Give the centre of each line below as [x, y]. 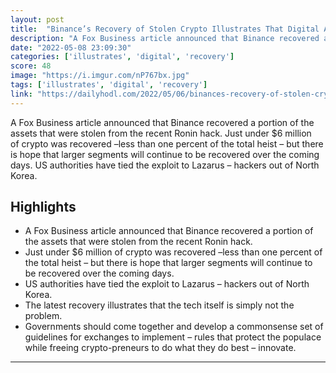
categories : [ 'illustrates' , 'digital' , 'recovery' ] [122, 57]
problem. [43, 316]
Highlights [43, 207]
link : [21, 94]
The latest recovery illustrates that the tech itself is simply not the [159, 305]
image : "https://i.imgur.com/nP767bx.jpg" [100, 76]
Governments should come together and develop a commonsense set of [174, 327]
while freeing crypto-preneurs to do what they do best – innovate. [160, 348]
